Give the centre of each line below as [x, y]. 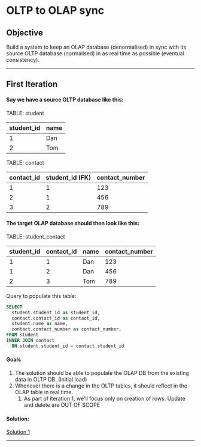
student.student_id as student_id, [56, 312]
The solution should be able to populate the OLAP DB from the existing [102, 373]
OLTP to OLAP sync [55, 11]
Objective [25, 33]
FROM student [22, 335]
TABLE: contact [25, 162]
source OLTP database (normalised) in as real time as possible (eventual [95, 53]
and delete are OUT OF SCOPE [62, 405]
